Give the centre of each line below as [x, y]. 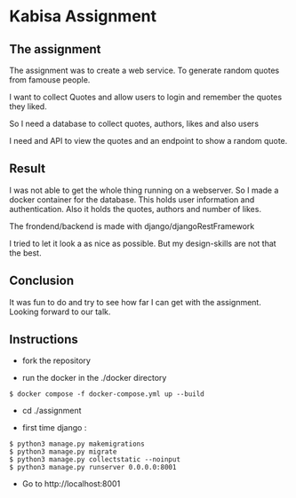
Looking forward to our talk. [60, 312]
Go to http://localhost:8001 [71, 484]
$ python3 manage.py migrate [63, 452]
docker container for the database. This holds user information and [132, 199]
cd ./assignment [52, 411]
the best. [25, 253]
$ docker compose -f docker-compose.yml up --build [107, 394]
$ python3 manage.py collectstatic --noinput [95, 460]
